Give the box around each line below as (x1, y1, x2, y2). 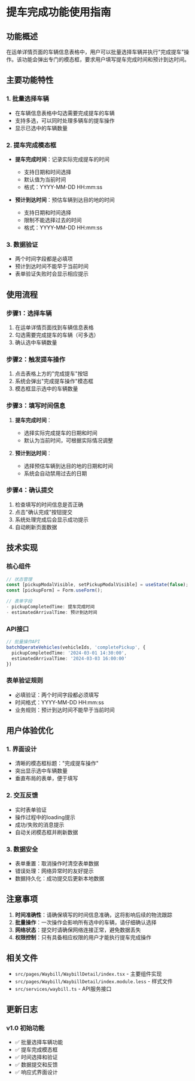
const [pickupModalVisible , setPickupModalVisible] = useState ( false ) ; (6, 582, 188, 588)
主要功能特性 (6, 75, 54, 85)
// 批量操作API (6, 639, 41, 645)
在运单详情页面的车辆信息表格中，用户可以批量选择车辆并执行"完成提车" (6, 49, 184, 55)
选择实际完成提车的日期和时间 (23, 429, 97, 436)
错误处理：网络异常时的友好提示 (14, 867, 94, 874)
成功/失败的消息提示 (14, 821, 65, 828)
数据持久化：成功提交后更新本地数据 (14, 875, 105, 882)
